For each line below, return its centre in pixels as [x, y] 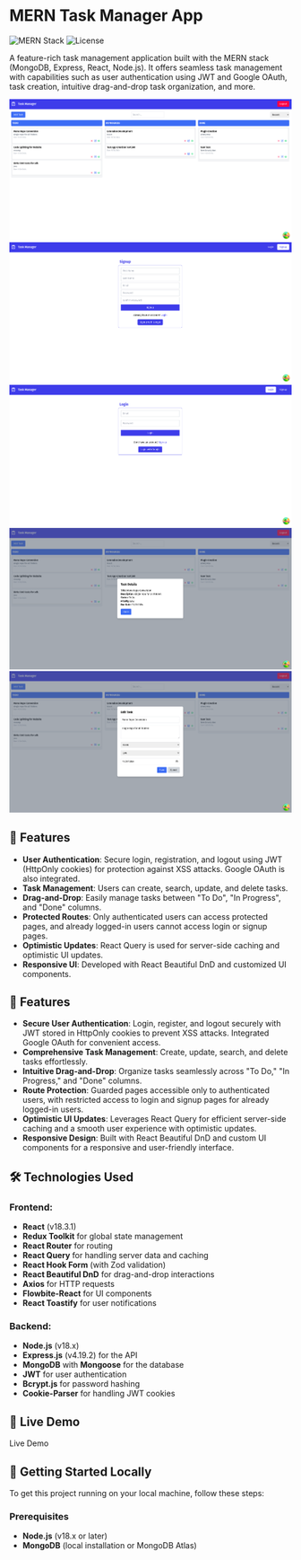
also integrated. [51, 878]
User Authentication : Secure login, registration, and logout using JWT [152, 859]
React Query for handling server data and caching [115, 1255]
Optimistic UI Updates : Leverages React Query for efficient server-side [154, 1119]
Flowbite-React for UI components [87, 1293]
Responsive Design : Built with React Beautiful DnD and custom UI [144, 1138]
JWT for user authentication [74, 1374]
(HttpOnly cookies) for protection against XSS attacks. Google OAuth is [153, 868]
